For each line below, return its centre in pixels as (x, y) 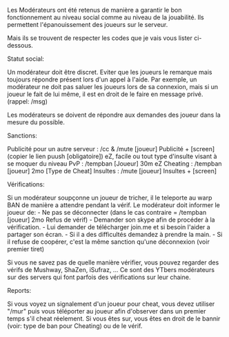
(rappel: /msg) (28, 102)
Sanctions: (22, 135)
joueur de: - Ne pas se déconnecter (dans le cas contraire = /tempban (107, 212)
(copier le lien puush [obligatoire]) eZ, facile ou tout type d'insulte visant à (112, 156)
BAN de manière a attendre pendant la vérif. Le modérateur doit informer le (114, 205)
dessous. (20, 45)
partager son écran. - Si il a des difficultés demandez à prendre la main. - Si (115, 234)
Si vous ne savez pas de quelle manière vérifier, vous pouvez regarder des (113, 262)
